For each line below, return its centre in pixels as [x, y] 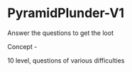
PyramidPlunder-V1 [66, 13]
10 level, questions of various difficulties [66, 60]
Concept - [22, 46]
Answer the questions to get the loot [60, 33]
